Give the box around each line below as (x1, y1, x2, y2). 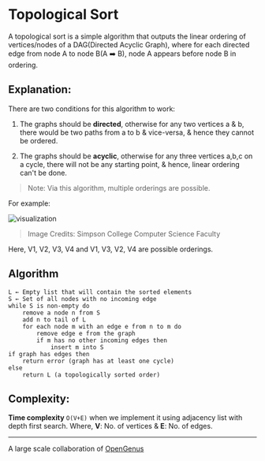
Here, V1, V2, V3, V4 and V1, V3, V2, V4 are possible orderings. (8, 244, 214, 254)
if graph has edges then (8, 350, 90, 358)
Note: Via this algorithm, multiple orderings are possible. (27, 183, 211, 192)
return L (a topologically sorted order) (22, 370, 160, 379)
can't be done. (19, 168, 67, 177)
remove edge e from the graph (36, 329, 136, 337)
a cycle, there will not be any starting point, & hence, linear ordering (19, 159, 241, 169)
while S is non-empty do (8, 302, 90, 310)
